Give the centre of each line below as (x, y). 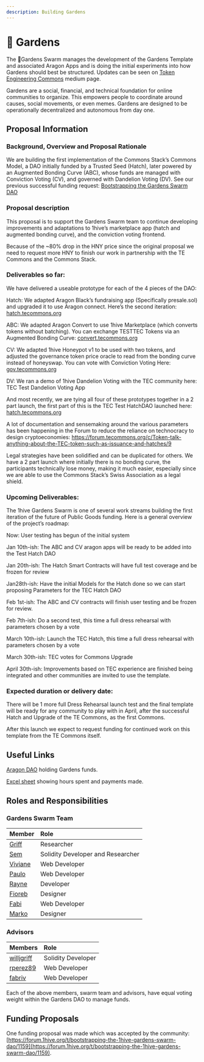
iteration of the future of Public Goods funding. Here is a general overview (99, 517)
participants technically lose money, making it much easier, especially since (101, 468)
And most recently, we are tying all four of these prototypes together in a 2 (100, 399)
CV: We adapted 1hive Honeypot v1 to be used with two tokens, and (91, 349)
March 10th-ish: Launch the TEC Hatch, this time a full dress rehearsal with (100, 639)
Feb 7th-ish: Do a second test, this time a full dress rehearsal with (89, 620)
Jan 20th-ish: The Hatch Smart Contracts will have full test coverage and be (102, 566)
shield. (15, 481)
